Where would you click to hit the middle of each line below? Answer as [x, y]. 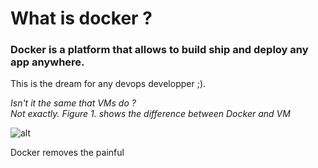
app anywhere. [47, 62]
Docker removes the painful [67, 153]
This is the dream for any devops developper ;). [108, 84]
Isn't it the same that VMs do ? [73, 103]
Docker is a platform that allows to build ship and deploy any [159, 50]
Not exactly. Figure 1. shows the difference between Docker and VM [150, 114]
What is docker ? [81, 18]
